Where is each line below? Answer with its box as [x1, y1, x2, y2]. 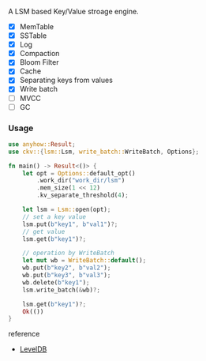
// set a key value [22, 212, 87, 220]
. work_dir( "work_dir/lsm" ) [36, 177, 125, 185]
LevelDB [19, 344, 47, 354]
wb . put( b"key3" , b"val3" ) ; [22, 272, 111, 280]
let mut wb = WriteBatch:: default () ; [22, 257, 147, 265]
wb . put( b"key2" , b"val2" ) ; [22, 264, 111, 272]
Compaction [19, 49, 60, 58]
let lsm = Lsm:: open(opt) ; [22, 205, 111, 214]
